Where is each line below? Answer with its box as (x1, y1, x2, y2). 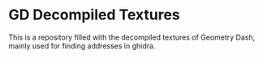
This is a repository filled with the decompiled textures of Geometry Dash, (8, 32, 256, 42)
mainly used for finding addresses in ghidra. (8, 40, 156, 50)
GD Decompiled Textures (8, 6, 180, 24)
